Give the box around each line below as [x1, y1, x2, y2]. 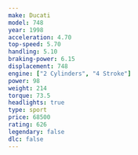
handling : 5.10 [8, 48, 58, 56]
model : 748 [8, 19, 44, 27]
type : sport [8, 106, 47, 114]
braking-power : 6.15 [8, 56, 76, 63]
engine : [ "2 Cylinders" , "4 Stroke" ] [8, 70, 132, 77]
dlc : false [8, 135, 44, 143]
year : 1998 [8, 26, 44, 34]
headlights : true [8, 99, 65, 106]
